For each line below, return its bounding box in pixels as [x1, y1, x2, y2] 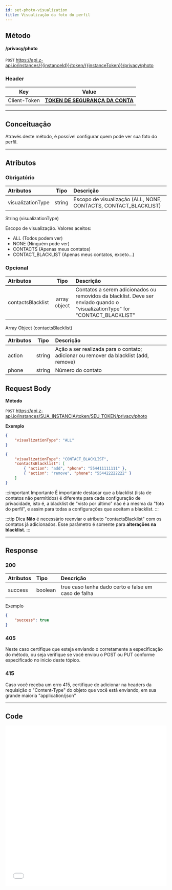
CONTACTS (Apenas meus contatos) [12, 246, 91, 252]
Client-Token [8, 97, 40, 104]
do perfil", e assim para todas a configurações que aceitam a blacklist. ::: [5, 505, 159, 512]
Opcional [5, 264, 29, 271]
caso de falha [60, 590, 94, 597]
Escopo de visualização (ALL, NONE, [73, 196, 162, 203]
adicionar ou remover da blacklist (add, [55, 352, 149, 359]
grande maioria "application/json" [5, 692, 77, 698]
